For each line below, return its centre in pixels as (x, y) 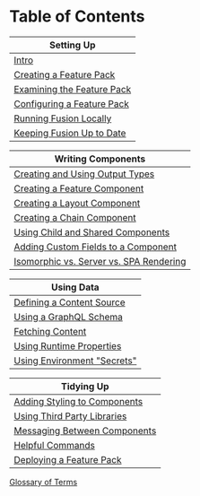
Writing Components (100, 159)
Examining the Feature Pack (73, 89)
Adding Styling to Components (78, 401)
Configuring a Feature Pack (72, 103)
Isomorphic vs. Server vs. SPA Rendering (100, 261)
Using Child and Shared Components (92, 232)
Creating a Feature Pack (65, 74)
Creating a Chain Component (75, 217)
